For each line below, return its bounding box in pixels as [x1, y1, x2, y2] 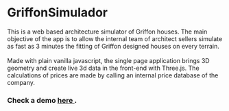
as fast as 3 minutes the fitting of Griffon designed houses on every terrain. [7, 42, 219, 50]
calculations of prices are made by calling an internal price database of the [7, 71, 219, 79]
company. [7, 78, 36, 86]
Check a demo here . [7, 95, 77, 105]
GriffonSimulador [7, 5, 108, 21]
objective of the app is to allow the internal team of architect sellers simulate [7, 34, 223, 42]
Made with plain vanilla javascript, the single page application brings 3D [7, 56, 210, 64]
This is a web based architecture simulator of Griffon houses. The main [7, 27, 208, 36]
